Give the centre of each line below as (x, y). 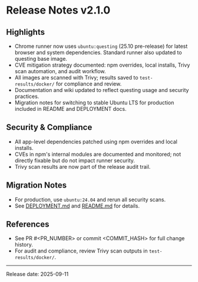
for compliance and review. (89, 84)
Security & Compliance (49, 127)
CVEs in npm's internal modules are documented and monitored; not (98, 154)
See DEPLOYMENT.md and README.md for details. (77, 206)
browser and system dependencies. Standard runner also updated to (98, 53)
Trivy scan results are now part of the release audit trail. (82, 166)
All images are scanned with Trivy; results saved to (76, 78)
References (28, 224)
